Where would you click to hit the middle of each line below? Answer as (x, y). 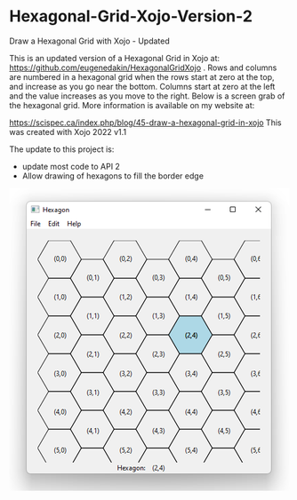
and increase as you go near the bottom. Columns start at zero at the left (142, 86)
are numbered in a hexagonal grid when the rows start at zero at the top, (142, 76)
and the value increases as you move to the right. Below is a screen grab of (147, 96)
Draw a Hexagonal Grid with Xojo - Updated (90, 41)
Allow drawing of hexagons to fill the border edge (113, 176)
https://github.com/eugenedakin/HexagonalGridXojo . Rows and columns (143, 67)
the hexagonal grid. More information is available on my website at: (132, 105)
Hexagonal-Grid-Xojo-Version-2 (131, 16)
